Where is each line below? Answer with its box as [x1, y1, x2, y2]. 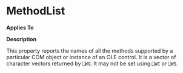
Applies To [6, 24, 35, 31]
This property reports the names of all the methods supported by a [6, 47, 173, 54]
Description [6, 35, 37, 42]
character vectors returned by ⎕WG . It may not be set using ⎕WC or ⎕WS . [6, 60, 178, 67]
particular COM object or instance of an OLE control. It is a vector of [6, 53, 176, 60]
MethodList [6, 4, 65, 18]
